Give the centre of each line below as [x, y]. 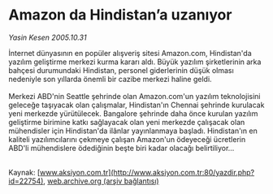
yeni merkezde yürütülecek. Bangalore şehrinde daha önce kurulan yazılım [133, 113]
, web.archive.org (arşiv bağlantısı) [102, 181]
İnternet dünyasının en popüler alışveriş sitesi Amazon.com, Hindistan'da [130, 53]
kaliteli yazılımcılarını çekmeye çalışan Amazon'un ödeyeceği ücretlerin [127, 139]
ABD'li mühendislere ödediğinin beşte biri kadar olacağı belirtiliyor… [121, 148]
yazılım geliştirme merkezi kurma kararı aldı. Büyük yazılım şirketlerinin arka [135, 62]
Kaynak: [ [24, 172]
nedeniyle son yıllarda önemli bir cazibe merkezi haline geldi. [110, 79]
